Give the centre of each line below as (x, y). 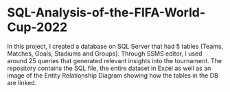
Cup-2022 (37, 27)
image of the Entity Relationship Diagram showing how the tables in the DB (113, 75)
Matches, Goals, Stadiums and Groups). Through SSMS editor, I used (105, 54)
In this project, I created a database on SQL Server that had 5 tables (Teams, (115, 46)
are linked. (22, 82)
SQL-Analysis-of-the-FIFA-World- (106, 13)
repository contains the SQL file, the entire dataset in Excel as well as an (109, 68)
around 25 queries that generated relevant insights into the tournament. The (114, 60)
